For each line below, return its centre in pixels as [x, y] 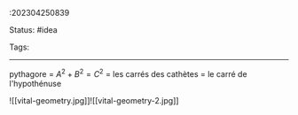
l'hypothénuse [35, 83]
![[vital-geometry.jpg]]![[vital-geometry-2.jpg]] [94, 100]
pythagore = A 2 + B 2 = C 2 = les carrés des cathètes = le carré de [128, 73]
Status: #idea [33, 30]
